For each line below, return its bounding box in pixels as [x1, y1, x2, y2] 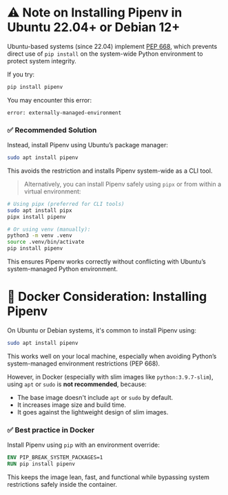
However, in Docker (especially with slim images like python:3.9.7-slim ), [7, 372, 214, 381]
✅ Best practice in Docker [7, 425, 95, 434]
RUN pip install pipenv [7, 461, 76, 467]
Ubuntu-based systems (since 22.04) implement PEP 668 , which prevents [7, 42, 218, 50]
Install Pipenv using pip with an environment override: [7, 441, 160, 449]
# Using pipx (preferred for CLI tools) [7, 200, 125, 207]
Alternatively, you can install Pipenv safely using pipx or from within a [23, 180, 222, 188]
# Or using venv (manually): [7, 226, 91, 233]
